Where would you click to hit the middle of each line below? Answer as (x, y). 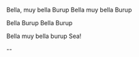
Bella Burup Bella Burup (40, 23)
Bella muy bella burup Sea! (44, 36)
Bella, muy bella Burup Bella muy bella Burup (69, 10)
